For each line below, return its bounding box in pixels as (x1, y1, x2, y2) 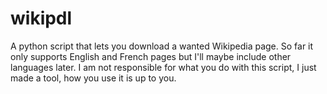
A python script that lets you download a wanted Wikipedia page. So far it (10, 40, 314, 52)
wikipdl (10, 7, 73, 30)
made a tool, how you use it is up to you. (10, 72, 177, 84)
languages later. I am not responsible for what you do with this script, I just (10, 61, 317, 73)
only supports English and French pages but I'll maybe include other (10, 50, 292, 62)
